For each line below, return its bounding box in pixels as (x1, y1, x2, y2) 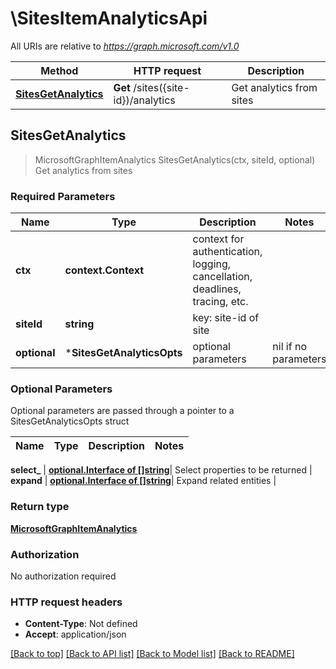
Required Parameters (10, 189, 116, 203)
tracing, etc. (192, 295, 249, 309)
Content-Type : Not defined (24, 618, 138, 630)
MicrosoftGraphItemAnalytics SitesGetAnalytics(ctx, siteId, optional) (34, 153, 316, 166)
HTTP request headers (10, 595, 123, 609)
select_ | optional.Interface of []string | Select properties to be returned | (10, 464, 313, 476)
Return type (10, 500, 70, 514)
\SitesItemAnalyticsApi (10, 7, 208, 30)
